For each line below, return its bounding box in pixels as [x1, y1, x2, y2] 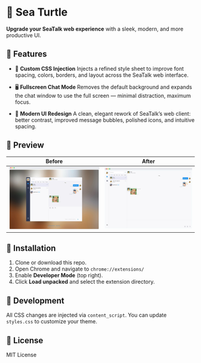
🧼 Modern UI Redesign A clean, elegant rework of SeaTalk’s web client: [14, 110, 191, 117]
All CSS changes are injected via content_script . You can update [6, 311, 167, 319]
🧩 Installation [6, 243, 56, 253]
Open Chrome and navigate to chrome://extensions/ [14, 265, 145, 272]
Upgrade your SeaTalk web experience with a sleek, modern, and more [6, 25, 184, 32]
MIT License [6, 351, 37, 358]
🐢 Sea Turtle [6, 5, 68, 19]
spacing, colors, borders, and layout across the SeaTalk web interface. [14, 71, 189, 79]
